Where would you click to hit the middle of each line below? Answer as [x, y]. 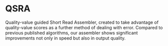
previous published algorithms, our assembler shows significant [72, 33]
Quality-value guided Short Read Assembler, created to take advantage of [82, 22]
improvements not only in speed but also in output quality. [66, 38]
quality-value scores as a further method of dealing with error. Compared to [84, 27]
